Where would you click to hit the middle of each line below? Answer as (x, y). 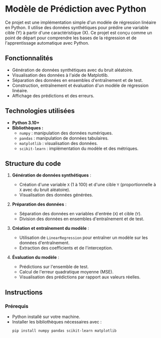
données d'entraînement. (44, 243)
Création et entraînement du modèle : (50, 228)
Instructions (24, 292)
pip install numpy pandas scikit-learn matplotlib (64, 331)
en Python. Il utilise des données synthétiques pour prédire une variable (77, 27)
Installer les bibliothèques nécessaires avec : (57, 322)
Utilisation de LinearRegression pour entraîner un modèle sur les (83, 238)
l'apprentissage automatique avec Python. (47, 43)
